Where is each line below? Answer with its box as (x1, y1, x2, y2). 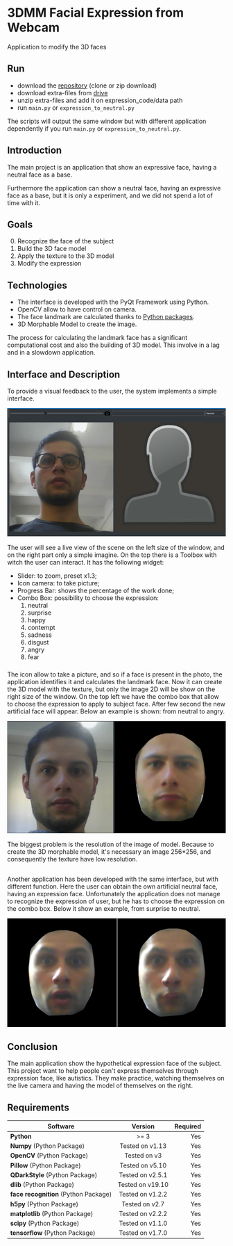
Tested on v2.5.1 (119, 1170, 168, 1179)
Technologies (7, 280, 68, 291)
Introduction (7, 145, 62, 156)
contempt (27, 624, 55, 632)
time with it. (7, 198, 40, 207)
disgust (27, 638, 49, 647)
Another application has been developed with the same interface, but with (7, 875, 218, 884)
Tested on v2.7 (121, 1199, 165, 1208)
